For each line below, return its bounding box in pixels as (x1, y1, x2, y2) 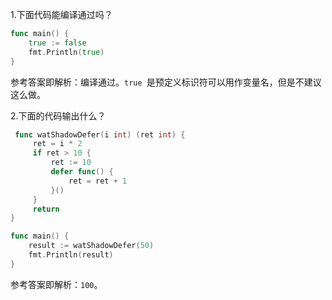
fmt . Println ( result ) (28, 250, 114, 260)
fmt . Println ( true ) (28, 47, 105, 57)
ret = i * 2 (32, 139, 83, 149)
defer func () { (50, 167, 114, 177)
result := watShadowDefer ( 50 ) (28, 241, 155, 251)
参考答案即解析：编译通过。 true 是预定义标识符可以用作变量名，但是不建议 (10, 76, 322, 88)
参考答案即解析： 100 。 (10, 278, 103, 290)
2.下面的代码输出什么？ (10, 109, 107, 122)
